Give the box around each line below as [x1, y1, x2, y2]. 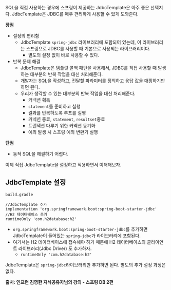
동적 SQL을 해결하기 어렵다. [12, 151, 69, 157]
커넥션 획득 [28, 97, 50, 103]
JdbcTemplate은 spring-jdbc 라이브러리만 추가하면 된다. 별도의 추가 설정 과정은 [5, 261, 166, 268]
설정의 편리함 [12, 33, 40, 38]
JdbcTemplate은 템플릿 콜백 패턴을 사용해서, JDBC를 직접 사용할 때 [20, 65, 157, 71]
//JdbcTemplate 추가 [5, 202, 47, 207]
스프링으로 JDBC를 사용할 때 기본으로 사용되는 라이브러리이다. [26, 46, 150, 51]
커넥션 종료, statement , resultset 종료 [28, 116, 105, 122]
